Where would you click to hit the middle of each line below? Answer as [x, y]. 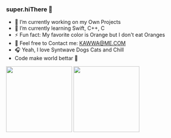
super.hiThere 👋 [29, 9]
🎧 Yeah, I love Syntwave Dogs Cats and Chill [69, 50]
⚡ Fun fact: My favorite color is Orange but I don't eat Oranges [90, 35]
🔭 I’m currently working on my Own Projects [68, 22]
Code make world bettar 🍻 [46, 58]
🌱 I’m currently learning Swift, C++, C [59, 28]
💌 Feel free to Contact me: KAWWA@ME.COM [70, 43]
